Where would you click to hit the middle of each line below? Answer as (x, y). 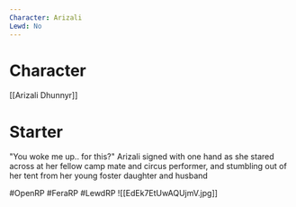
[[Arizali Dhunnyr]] (44, 95)
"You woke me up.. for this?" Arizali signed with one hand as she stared (142, 157)
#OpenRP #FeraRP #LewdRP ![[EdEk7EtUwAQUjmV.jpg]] (114, 193)
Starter (36, 132)
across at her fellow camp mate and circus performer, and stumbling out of (148, 166)
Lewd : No (26, 26)
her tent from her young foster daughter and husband (109, 175)
